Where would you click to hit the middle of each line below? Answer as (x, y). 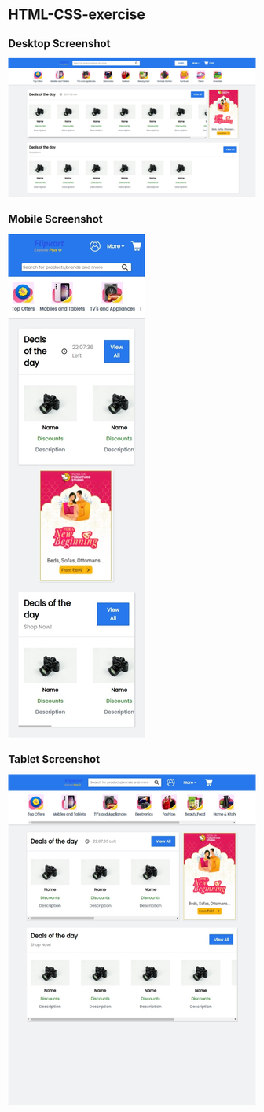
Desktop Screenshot (59, 44)
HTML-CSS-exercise (77, 15)
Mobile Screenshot (56, 219)
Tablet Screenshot (54, 759)
